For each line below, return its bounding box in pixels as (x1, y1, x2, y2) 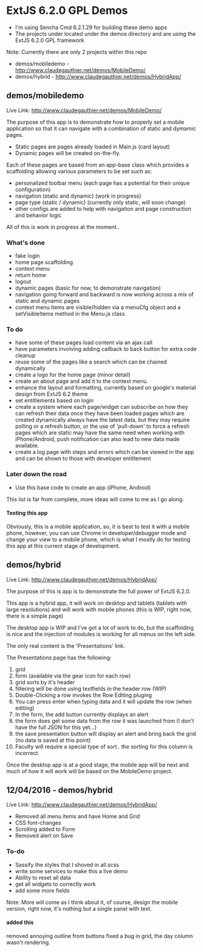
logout (15, 278, 32, 285)
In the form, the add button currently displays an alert (15, 710, 148, 718)
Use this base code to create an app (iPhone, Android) (15, 484, 151, 491)
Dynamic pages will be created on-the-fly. (15, 149, 121, 156)
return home (15, 271, 47, 279)
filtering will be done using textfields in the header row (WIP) (15, 685, 167, 692)
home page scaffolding (15, 259, 73, 266)
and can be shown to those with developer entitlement (15, 455, 151, 462)
